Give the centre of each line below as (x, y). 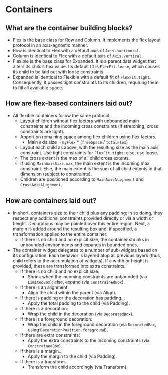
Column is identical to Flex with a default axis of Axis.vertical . (78, 56)
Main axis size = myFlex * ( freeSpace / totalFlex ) (78, 142)
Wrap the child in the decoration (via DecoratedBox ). (80, 314)
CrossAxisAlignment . (41, 184)
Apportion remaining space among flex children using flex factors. (88, 137)
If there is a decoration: (44, 308)
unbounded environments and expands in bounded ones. (79, 245)
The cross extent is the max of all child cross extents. (75, 158)
